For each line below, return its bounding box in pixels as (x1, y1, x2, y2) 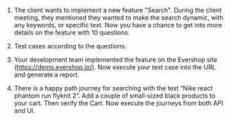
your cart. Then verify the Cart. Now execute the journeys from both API (13, 99, 224, 107)
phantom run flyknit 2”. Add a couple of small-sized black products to (13, 91, 216, 100)
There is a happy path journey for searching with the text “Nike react (13, 84, 213, 92)
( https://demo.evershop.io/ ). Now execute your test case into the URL (13, 63, 216, 71)
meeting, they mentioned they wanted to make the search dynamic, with (13, 13, 224, 22)
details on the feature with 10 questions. (13, 28, 130, 36)
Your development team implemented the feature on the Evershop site (13, 55, 218, 64)
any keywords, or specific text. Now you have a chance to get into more (13, 21, 223, 29)
